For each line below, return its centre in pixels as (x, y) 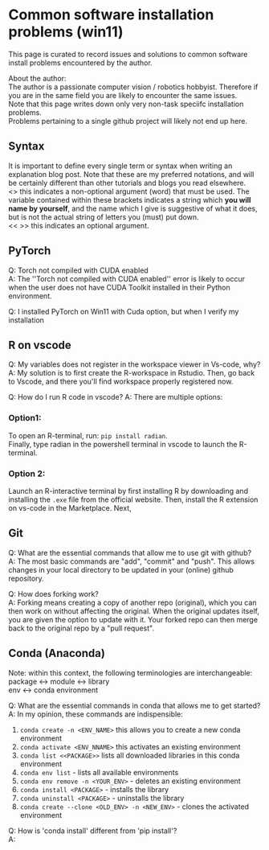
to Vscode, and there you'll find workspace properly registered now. (121, 382)
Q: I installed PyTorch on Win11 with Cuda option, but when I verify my (124, 311)
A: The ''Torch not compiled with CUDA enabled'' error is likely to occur (127, 278)
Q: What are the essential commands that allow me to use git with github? (130, 552)
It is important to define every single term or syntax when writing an (120, 166)
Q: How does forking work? (53, 593)
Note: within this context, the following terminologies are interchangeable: (130, 672)
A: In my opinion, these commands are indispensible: (96, 714)
